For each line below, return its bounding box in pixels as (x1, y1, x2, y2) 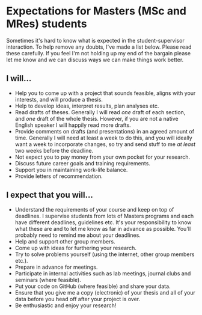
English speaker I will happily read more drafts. (14, 121, 131, 129)
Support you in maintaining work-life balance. (14, 166, 128, 173)
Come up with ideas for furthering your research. (14, 244, 137, 251)
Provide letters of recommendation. (14, 173, 103, 180)
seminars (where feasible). (14, 276, 81, 283)
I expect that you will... (6, 190, 93, 200)
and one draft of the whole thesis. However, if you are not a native (14, 115, 179, 122)
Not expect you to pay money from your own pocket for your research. (14, 153, 191, 161)
